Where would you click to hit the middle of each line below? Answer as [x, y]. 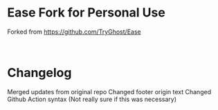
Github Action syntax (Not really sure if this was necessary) [92, 99]
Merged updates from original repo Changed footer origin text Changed [109, 91]
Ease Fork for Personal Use [87, 13]
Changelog [39, 73]
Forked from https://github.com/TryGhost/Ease [74, 32]
